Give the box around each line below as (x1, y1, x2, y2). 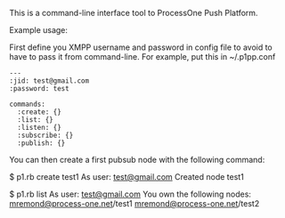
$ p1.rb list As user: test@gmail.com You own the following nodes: (9, 189, 252, 199)
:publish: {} (17, 139, 66, 148)
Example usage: (9, 25, 69, 35)
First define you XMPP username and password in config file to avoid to (9, 42, 273, 52)
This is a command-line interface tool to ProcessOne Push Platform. (9, 8, 258, 18)
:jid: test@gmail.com (9, 77, 90, 85)
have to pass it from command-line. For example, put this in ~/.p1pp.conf (9, 52, 276, 61)
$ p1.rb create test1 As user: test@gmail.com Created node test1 (9, 172, 245, 182)
